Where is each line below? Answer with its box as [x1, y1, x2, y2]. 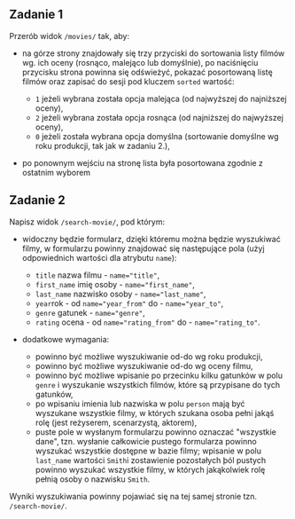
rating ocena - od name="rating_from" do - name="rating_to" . [35, 317, 261, 327]
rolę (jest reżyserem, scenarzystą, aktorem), [35, 417, 198, 428]
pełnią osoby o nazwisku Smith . [35, 474, 151, 484]
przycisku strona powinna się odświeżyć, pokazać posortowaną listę [21, 67, 273, 77]
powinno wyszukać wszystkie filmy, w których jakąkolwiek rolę [35, 464, 266, 475]
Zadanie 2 [9, 193, 66, 208]
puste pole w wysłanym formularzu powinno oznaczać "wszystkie [35, 426, 276, 437]
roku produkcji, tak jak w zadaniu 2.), [35, 140, 170, 151]
